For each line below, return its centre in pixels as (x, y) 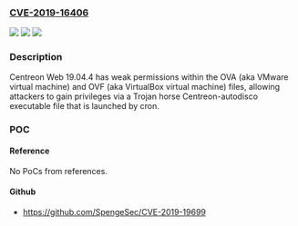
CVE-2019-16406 (49, 13)
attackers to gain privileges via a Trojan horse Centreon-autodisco (134, 96)
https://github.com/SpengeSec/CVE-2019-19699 (114, 211)
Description (36, 57)
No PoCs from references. (58, 171)
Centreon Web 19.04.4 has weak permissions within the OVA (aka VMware (149, 77)
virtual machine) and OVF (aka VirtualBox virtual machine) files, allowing (145, 86)
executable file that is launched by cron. (84, 105)
